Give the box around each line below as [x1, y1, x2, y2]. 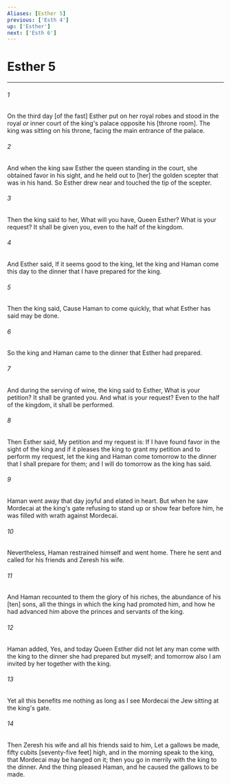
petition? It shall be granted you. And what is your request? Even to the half [7, 393, 220, 402]
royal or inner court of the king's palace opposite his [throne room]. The [7, 119, 211, 127]
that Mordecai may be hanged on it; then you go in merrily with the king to [7, 756, 217, 764]
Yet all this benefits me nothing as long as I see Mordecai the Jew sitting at [7, 697, 219, 705]
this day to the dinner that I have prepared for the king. [7, 267, 162, 276]
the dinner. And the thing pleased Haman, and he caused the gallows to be [7, 763, 219, 772]
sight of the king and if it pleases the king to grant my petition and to [7, 445, 201, 453]
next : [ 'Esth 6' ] [7, 29, 57, 37]
